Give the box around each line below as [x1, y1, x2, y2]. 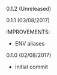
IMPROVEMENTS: [6, 28, 50, 35]
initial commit [14, 63, 48, 70]
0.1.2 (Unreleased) [6, 5, 52, 12]
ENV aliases [14, 40, 45, 47]
